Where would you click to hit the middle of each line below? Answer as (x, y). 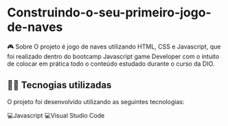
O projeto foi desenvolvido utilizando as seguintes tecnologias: (96, 101)
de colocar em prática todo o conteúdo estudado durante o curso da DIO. (111, 64)
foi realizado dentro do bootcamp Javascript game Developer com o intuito (113, 56)
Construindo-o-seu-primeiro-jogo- (109, 13)
